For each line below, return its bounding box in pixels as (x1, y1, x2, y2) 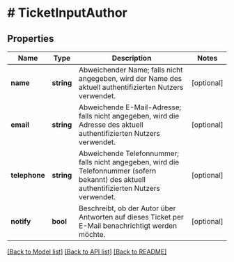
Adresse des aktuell (79, 120, 144, 130)
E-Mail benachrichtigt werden (79, 221, 178, 231)
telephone (10, 171, 45, 180)
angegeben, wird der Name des (79, 74, 182, 83)
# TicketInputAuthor (7, 5, 127, 21)
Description (111, 54, 152, 63)
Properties (7, 33, 54, 45)
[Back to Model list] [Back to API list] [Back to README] (7, 247, 167, 256)
